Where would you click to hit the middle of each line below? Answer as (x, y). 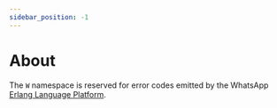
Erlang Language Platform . (58, 94)
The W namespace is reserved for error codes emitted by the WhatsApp (139, 85)
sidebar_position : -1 (49, 17)
